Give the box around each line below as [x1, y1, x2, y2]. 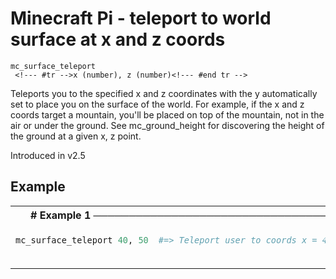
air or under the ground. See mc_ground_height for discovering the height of [10, 119, 325, 131]
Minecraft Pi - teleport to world [10, 7, 272, 30]
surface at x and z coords [10, 28, 226, 51]
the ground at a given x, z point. [10, 130, 142, 142]
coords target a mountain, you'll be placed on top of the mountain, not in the [10, 108, 325, 121]
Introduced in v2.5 [10, 149, 86, 161]
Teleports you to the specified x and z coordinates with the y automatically [10, 87, 318, 99]
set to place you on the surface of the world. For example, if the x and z [10, 98, 305, 110]
